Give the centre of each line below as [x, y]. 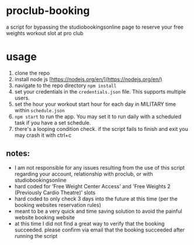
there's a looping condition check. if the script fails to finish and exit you [101, 129]
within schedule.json [40, 110]
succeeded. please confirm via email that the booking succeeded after [100, 230]
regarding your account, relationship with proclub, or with [84, 174]
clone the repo [32, 73]
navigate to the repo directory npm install [65, 85]
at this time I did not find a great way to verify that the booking [89, 223]
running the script [36, 236]
